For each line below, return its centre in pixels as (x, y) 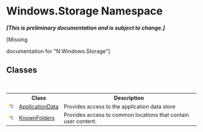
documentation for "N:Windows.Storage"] (58, 51)
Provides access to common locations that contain (126, 115)
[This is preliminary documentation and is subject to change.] (85, 28)
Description (129, 98)
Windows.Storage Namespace (85, 11)
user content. (80, 121)
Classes (22, 70)
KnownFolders (37, 118)
